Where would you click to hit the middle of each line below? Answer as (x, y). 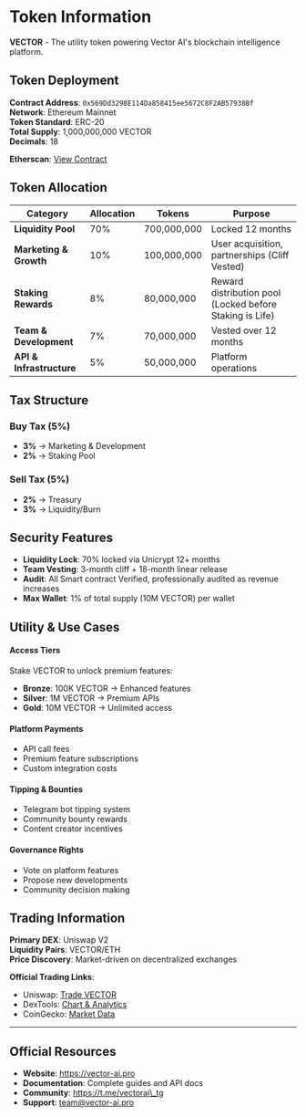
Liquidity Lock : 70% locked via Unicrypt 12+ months (121, 559)
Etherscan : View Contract (58, 159)
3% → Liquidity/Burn (61, 509)
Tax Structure (49, 400)
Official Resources (63, 1051)
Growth (31, 260)
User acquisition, (247, 244)
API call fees (46, 749)
